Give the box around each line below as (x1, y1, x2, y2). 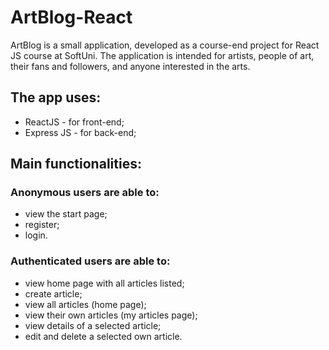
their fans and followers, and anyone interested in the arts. (10, 60, 251, 72)
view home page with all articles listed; (24, 277, 185, 289)
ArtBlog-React (10, 6, 133, 29)
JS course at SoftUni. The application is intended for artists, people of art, (10, 49, 315, 61)
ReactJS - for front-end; (24, 116, 125, 128)
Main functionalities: (10, 156, 142, 173)
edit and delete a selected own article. (24, 330, 183, 342)
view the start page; (24, 208, 108, 220)
